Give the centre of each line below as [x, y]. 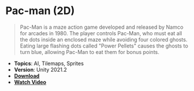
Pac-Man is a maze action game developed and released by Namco [102, 27]
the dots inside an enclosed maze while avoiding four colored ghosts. [104, 39]
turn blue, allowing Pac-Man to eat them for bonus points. [89, 52]
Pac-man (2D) [40, 11]
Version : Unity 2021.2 [40, 69]
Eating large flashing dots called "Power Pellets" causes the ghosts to [104, 46]
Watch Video [30, 82]
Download [27, 76]
